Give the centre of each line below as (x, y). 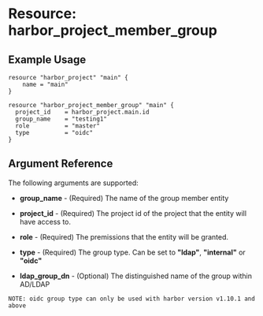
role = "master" (58, 126)
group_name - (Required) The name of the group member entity (124, 198)
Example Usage (47, 59)
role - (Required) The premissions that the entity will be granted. (124, 236)
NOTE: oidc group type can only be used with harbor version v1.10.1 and (132, 299)
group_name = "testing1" (61, 119)
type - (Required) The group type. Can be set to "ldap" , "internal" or (132, 252)
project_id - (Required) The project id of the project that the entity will (133, 213)
